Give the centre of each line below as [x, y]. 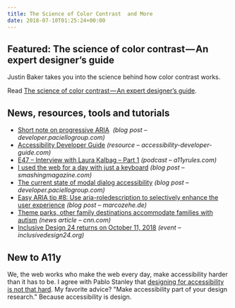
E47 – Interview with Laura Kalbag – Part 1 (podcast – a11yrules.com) [117, 160]
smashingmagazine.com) [55, 175]
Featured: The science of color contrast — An [108, 49]
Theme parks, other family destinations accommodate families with [115, 213]
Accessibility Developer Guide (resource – [78, 145]
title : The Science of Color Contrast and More [80, 14]
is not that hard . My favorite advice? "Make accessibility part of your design [117, 289]
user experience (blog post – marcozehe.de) [82, 205]
